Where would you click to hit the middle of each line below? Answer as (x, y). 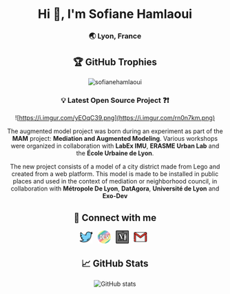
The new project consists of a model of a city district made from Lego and (115, 167)
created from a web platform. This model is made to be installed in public (115, 174)
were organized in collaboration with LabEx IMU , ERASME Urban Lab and (115, 146)
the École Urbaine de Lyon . (115, 153)
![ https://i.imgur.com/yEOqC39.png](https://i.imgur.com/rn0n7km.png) (115, 118)
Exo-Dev (115, 196)
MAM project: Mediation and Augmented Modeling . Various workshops (115, 139)
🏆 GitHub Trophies (115, 62)
